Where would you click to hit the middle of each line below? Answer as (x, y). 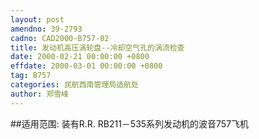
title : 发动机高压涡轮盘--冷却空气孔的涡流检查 (97, 47)
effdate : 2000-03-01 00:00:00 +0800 (86, 66)
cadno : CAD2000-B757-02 (60, 38)
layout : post (37, 19)
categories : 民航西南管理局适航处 (74, 85)
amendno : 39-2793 (46, 29)
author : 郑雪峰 (39, 94)
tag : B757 (31, 76)
